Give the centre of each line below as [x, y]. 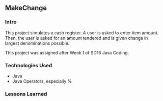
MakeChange [26, 8]
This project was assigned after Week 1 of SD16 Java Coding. [67, 52]
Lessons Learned [26, 94]
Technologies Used [29, 65]
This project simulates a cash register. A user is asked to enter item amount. [82, 33]
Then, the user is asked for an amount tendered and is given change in [77, 38]
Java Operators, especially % [42, 81]
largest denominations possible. [37, 43]
